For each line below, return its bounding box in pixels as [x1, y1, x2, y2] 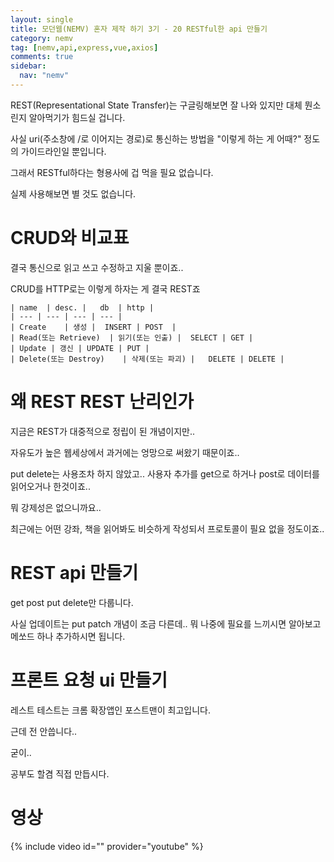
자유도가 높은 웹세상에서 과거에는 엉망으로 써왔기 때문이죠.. [10, 446, 240, 458]
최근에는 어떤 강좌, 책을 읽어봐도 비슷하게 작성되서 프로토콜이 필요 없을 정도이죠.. [10, 522, 325, 535]
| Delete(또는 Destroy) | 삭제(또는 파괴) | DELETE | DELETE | [10, 354, 285, 364]
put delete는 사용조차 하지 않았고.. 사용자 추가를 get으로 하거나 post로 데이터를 [10, 467, 320, 480]
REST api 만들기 [10, 561, 139, 584]
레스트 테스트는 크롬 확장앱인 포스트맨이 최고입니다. [10, 704, 211, 716]
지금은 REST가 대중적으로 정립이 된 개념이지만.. [10, 425, 195, 437]
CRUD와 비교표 [10, 227, 130, 250]
